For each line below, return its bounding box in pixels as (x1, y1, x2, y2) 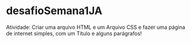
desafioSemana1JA (6, 4, 103, 18)
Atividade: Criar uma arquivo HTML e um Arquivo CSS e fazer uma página (6, 24, 186, 31)
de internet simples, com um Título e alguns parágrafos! (6, 29, 142, 37)
